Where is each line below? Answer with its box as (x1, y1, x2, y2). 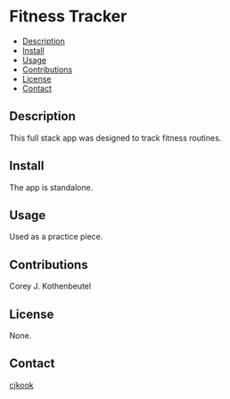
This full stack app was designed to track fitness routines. (9, 132, 222, 143)
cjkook (9, 379, 34, 390)
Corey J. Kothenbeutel (9, 281, 92, 291)
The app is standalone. (9, 182, 94, 192)
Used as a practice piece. (9, 232, 103, 242)
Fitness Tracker (9, 6, 127, 27)
